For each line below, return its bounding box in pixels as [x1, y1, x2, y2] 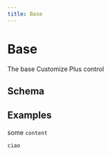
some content [7, 128, 48, 137]
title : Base [7, 10, 43, 18]
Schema [7, 85, 45, 97]
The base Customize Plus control [7, 65, 104, 73]
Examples [7, 109, 52, 122]
